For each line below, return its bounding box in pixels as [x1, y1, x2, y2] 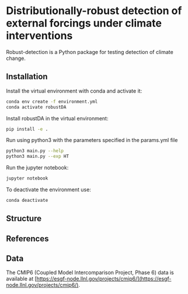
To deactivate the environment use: [6, 186, 92, 193]
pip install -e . [6, 126, 48, 132]
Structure [6, 214, 42, 224]
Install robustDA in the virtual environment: [6, 114, 109, 121]
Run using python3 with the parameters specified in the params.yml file [6, 137, 178, 144]
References [6, 234, 49, 244]
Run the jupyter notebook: [6, 164, 69, 171]
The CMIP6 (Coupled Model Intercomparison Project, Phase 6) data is [6, 269, 174, 276]
